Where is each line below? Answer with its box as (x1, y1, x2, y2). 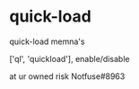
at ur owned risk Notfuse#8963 (9, 70, 126, 82)
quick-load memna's (9, 36, 85, 47)
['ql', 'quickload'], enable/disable (9, 53, 130, 64)
